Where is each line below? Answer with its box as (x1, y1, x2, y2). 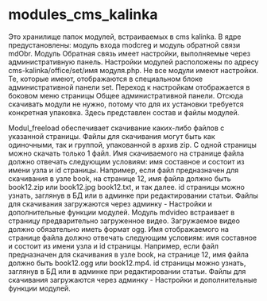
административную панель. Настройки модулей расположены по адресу (8, 57, 259, 67)
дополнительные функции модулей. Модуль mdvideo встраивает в (8, 207, 235, 217)
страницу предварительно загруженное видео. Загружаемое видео (8, 216, 241, 226)
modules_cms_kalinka (8, 6, 158, 24)
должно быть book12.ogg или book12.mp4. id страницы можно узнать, (8, 258, 246, 268)
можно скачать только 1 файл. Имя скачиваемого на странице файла (8, 149, 245, 158)
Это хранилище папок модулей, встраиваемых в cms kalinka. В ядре (8, 32, 242, 41)
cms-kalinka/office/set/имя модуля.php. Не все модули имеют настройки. (8, 65, 258, 75)
